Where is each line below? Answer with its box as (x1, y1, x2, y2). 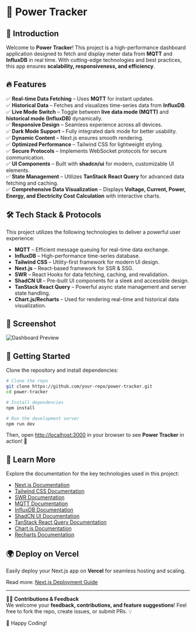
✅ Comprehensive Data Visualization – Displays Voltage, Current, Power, (6, 185, 186, 192)
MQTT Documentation (14, 500, 68, 507)
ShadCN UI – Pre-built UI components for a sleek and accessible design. (14, 277, 190, 284)
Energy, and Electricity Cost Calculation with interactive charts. (6, 192, 161, 199)
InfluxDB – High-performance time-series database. (14, 252, 141, 259)
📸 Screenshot (6, 319, 57, 329)
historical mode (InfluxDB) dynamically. (6, 115, 103, 122)
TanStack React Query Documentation (14, 519, 107, 526)
